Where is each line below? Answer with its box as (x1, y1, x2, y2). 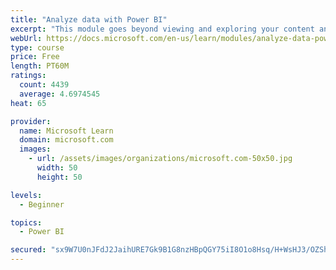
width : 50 (36, 163, 78, 173)
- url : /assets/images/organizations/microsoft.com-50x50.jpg (28, 154, 293, 164)
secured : (10, 245, 47, 255)
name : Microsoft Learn (19, 126, 114, 136)
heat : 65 (10, 98, 47, 108)
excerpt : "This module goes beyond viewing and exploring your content (10, 24, 315, 34)
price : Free (10, 52, 60, 62)
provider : (10, 116, 52, 126)
